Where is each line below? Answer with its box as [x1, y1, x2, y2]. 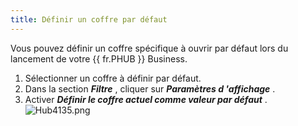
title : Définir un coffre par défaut [10, 14, 168, 25]
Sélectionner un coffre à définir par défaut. [24, 72, 202, 84]
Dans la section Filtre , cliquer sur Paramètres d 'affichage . [24, 82, 276, 95]
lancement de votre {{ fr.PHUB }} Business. [10, 52, 188, 65]
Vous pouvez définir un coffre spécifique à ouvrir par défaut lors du [10, 42, 289, 54]
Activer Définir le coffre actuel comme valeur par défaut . [24, 93, 268, 105]
